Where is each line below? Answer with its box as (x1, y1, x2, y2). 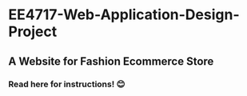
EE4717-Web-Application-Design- (8, 6, 240, 24)
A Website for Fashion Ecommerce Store (8, 54, 214, 68)
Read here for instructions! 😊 (8, 78, 125, 90)
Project (8, 22, 58, 41)
